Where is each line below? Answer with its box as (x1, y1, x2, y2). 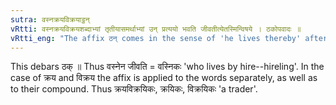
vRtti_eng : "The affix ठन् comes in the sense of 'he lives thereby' (10, 33, 302, 43)
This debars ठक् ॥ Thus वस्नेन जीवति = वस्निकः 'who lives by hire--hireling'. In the (10, 61, 325, 73)
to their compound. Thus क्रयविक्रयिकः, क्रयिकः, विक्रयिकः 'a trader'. (10, 83, 258, 95)
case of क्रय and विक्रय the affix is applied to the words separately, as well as (10, 72, 318, 84)
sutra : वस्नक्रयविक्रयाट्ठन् (10, 14, 90, 25)
